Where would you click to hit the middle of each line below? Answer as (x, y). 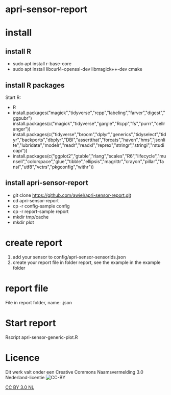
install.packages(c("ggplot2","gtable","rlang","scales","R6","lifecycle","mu (89, 156)
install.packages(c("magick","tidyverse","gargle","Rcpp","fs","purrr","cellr (89, 124)
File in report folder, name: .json (39, 302)
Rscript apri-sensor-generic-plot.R (42, 337)
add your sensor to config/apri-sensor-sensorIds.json (69, 257)
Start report (31, 323)
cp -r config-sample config (41, 206)
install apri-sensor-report (47, 183)
